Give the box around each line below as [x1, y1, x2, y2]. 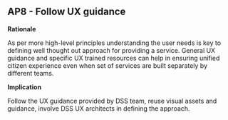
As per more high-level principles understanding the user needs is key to [7, 39, 222, 47]
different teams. [7, 69, 54, 77]
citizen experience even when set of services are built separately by [7, 61, 208, 70]
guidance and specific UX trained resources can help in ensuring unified [7, 54, 220, 62]
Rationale [7, 24, 36, 33]
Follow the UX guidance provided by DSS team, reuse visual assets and [7, 96, 217, 105]
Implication [7, 82, 41, 91]
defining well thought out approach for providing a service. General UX [7, 46, 216, 54]
